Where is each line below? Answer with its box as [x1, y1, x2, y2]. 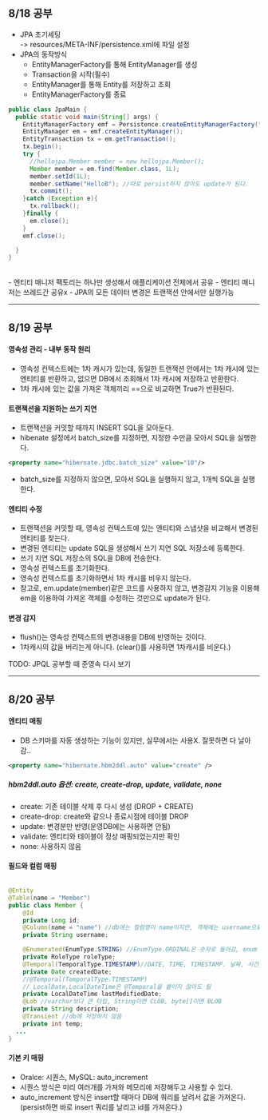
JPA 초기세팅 [19, 30, 61, 39]
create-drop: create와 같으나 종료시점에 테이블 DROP [19, 811, 189, 821]
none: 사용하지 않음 [19, 841, 82, 851]
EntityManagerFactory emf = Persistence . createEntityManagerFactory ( [22, 120, 259, 129]
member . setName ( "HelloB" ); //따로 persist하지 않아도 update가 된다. [29, 180, 249, 188]
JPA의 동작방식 [19, 50, 68, 59]
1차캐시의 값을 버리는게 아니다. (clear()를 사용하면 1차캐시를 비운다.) [19, 642, 231, 652]
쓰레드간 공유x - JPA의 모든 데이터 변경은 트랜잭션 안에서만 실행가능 [22, 288, 235, 297]
